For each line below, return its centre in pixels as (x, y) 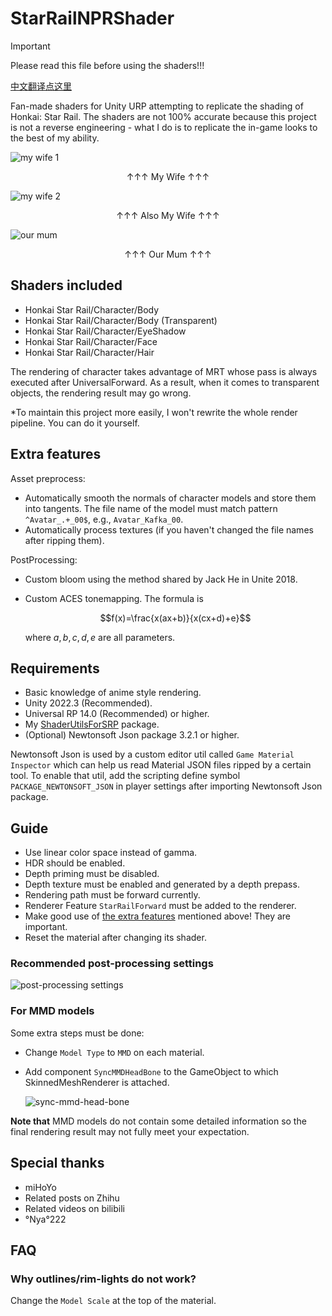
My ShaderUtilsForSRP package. (92, 724)
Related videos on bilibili (74, 1208)
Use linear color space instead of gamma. (111, 853)
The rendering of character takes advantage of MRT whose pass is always (164, 371)
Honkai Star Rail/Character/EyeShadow (105, 331)
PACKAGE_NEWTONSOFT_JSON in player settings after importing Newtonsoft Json (166, 786)
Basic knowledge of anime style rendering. (113, 693)
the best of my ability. (55, 138)
